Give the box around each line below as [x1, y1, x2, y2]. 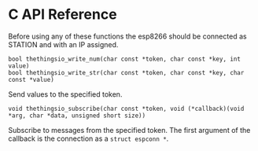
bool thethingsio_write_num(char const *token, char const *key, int [8, 55, 241, 63]
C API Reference [8, 6, 117, 24]
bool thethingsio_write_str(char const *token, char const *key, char [8, 68, 245, 76]
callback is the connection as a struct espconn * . [8, 134, 169, 143]
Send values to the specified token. [8, 89, 123, 99]
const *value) [8, 75, 55, 83]
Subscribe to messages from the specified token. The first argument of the [8, 125, 251, 134]
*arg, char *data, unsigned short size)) [8, 112, 146, 120]
